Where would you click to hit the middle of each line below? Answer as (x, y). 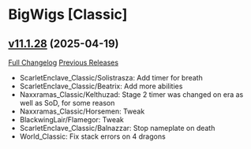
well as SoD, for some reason (67, 103)
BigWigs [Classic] (68, 15)
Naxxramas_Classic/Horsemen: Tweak (82, 111)
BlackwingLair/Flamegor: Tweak (71, 119)
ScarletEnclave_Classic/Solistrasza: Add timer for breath (111, 78)
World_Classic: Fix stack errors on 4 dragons (92, 136)
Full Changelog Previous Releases (64, 62)
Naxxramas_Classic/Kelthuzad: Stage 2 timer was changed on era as (131, 95)
